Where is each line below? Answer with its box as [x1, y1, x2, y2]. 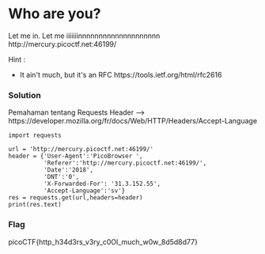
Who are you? [8, 5, 101, 23]
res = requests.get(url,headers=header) [8, 194, 144, 202]
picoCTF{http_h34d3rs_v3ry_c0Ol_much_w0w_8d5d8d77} [8, 237, 198, 246]
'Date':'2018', [43, 166, 93, 174]
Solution [8, 89, 42, 100]
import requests [8, 131, 62, 139]
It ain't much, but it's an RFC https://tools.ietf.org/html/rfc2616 [19, 70, 222, 79]
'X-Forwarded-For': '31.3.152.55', [43, 180, 161, 188]
